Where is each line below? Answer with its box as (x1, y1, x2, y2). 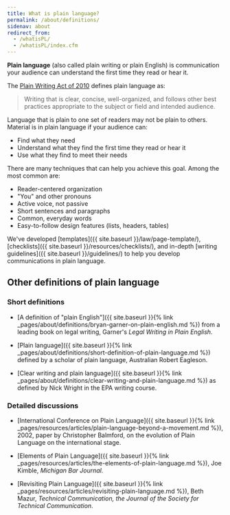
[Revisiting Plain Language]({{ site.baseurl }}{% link (16, 479, 163, 487)
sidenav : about (7, 23, 51, 30)
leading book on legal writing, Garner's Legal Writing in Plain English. (16, 328, 213, 336)
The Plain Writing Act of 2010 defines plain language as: (7, 82, 166, 90)
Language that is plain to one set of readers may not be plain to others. (7, 116, 208, 124)
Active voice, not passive (16, 200, 89, 207)
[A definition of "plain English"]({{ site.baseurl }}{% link (16, 313, 174, 321)
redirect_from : (7, 29, 51, 36)
